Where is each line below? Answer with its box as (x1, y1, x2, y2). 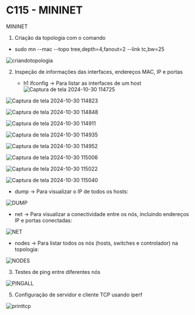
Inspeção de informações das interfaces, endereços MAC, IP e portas (14, 68, 183, 75)
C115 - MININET (6, 4, 83, 17)
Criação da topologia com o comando (14, 34, 106, 41)
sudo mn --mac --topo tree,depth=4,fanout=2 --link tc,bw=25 (14, 45, 165, 53)
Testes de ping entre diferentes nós (14, 268, 101, 275)
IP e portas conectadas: (14, 217, 73, 224)
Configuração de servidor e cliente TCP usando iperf (14, 291, 142, 298)
